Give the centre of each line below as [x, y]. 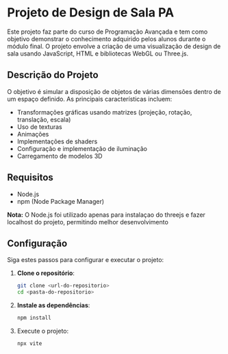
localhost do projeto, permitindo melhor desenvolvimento [88, 222]
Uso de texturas [40, 127]
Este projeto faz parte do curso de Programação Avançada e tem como [107, 32]
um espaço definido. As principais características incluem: [90, 99]
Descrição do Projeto [53, 75]
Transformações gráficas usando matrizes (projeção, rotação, [104, 112]
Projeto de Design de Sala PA [91, 13]
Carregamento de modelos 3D [60, 156]
